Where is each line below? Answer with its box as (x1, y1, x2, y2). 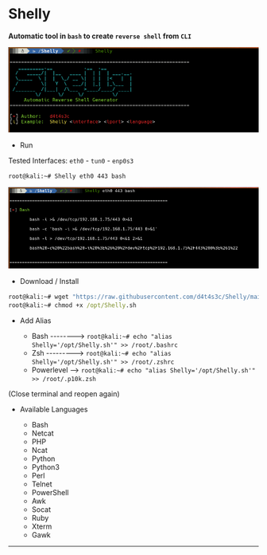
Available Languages (19, 404, 88, 415)
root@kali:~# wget (8, 293, 69, 301)
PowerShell (31, 488, 69, 498)
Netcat (31, 428, 54, 439)
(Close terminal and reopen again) (8, 389, 121, 399)
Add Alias (19, 316, 52, 325)
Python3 (31, 462, 60, 472)
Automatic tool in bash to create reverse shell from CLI (8, 31, 192, 41)
